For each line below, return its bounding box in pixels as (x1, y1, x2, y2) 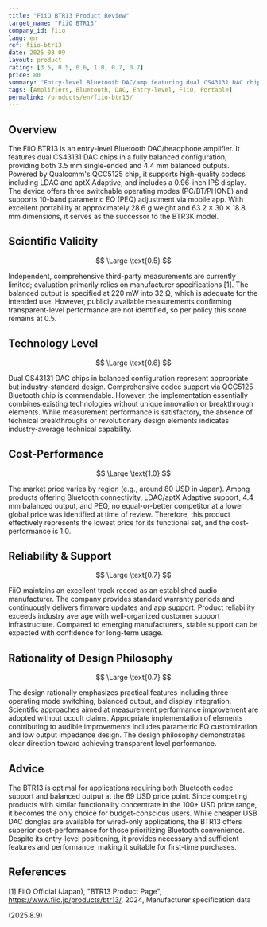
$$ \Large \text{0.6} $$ (95, 358, 172, 367)
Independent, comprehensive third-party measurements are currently (8, 271, 236, 281)
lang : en (8, 33, 37, 42)
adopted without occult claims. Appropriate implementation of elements (8, 713, 243, 723)
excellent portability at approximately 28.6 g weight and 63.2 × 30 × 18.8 (8, 203, 246, 213)
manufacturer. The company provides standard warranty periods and (8, 595, 235, 604)
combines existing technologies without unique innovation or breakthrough (8, 399, 253, 408)
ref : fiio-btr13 (8, 41, 62, 49)
